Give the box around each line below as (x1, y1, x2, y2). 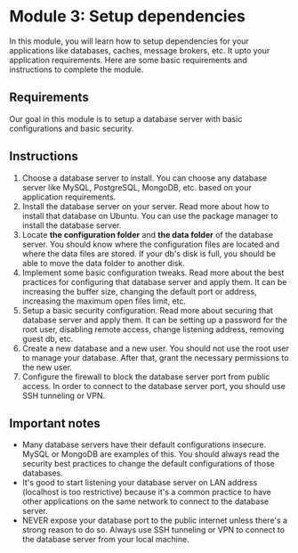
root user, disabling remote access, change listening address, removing (21, 323, 285, 335)
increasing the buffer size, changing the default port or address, (21, 286, 257, 297)
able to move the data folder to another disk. (21, 257, 185, 268)
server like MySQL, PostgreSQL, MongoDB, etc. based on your (21, 182, 252, 192)
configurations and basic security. (9, 123, 134, 134)
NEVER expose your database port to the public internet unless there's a (21, 515, 287, 526)
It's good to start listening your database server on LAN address (21, 477, 258, 488)
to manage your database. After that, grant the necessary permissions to (21, 352, 289, 362)
